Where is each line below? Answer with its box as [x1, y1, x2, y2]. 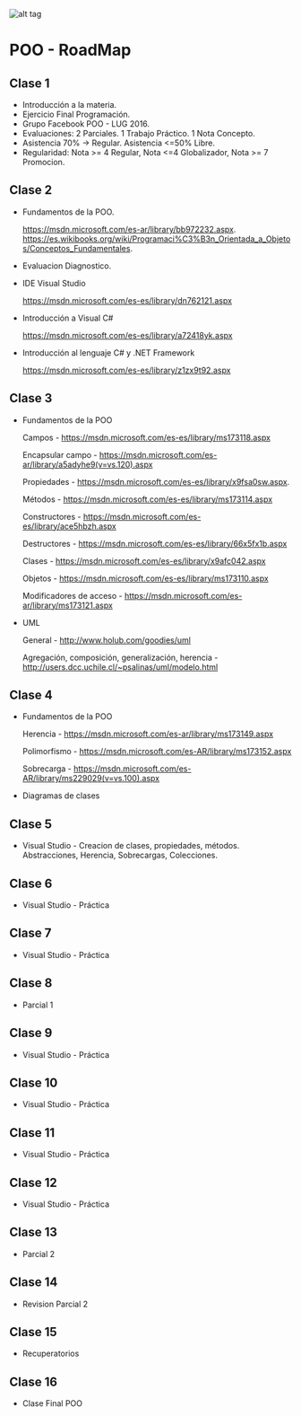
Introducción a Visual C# [21, 312, 114, 323]
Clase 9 [9, 1025, 53, 1041]
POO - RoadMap [9, 40, 132, 60]
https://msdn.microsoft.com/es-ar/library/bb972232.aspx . [21, 224, 236, 234]
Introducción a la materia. [21, 100, 117, 110]
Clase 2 [9, 182, 52, 198]
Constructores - [21, 511, 82, 522]
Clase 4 [9, 688, 53, 703]
